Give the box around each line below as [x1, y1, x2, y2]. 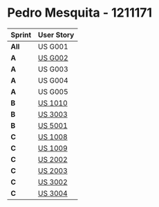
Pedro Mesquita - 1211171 [7, 5, 153, 21]
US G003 [37, 64, 68, 74]
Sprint [10, 30, 32, 40]
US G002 [37, 53, 68, 63]
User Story [37, 30, 75, 40]
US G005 [37, 87, 68, 97]
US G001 [37, 42, 68, 51]
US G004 [37, 75, 68, 85]
